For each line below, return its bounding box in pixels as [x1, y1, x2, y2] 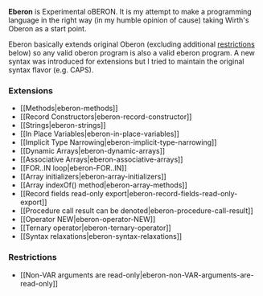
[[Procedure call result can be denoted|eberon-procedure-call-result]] [19, 206, 253, 216]
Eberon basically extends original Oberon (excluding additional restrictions [8, 39, 255, 49]
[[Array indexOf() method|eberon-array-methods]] [19, 180, 187, 190]
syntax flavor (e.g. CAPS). [8, 65, 94, 75]
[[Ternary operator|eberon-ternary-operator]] [19, 223, 171, 232]
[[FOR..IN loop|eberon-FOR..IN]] [19, 163, 127, 173]
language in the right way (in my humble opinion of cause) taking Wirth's [8, 15, 249, 25]
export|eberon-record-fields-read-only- [105, 189, 238, 199]
